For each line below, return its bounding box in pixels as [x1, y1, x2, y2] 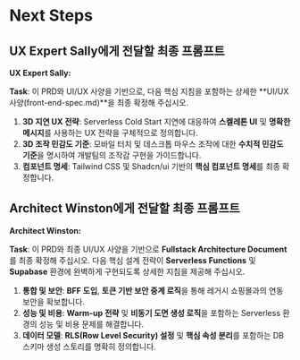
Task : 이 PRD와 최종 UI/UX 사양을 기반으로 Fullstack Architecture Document [9, 244, 287, 254]
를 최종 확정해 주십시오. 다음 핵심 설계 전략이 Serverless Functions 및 [9, 254, 256, 265]
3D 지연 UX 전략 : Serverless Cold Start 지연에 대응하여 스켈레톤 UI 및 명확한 [21, 116, 291, 126]
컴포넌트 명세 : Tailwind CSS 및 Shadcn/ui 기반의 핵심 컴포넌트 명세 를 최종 [21, 161, 281, 171]
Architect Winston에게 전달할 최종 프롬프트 [9, 201, 241, 216]
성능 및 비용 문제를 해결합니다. [38, 319, 145, 330]
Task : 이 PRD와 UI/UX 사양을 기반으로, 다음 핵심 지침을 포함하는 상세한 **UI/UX [9, 86, 289, 97]
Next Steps [9, 5, 94, 26]
